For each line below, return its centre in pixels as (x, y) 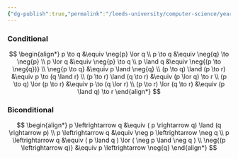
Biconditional (31, 110)
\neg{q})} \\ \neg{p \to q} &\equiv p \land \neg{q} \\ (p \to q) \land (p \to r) (119, 69)
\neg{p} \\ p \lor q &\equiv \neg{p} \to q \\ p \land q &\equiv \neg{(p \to (119, 61)
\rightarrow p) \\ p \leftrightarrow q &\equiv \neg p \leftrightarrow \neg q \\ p (119, 133)
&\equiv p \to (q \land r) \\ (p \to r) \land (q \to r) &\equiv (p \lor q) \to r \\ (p (119, 76)
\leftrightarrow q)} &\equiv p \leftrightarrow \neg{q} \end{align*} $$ (119, 148)
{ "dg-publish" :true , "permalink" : (57, 14)
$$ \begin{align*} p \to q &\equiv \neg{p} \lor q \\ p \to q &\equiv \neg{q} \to (119, 54)
